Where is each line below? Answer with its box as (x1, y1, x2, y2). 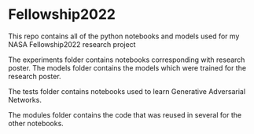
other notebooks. (8, 118, 64, 128)
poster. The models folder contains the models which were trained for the (8, 63, 246, 72)
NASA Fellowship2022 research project (8, 39, 136, 49)
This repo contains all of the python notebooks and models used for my (8, 31, 240, 41)
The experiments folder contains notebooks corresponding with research (8, 55, 245, 64)
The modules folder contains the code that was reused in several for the (8, 110, 242, 119)
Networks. (8, 95, 42, 104)
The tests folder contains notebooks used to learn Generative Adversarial (8, 86, 246, 96)
